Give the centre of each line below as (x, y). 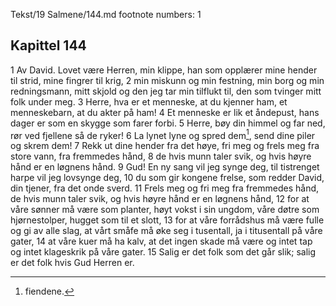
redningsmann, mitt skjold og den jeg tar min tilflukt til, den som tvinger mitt (166, 91)
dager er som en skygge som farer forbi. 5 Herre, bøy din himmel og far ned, (168, 123)
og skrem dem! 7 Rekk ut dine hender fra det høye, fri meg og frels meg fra (165, 146)
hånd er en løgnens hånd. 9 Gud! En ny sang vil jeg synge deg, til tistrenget (165, 167)
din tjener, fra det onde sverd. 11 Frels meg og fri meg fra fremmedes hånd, (165, 188)
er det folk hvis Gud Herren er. (72, 263)
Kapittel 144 (48, 45)
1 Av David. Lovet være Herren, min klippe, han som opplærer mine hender (164, 70)
